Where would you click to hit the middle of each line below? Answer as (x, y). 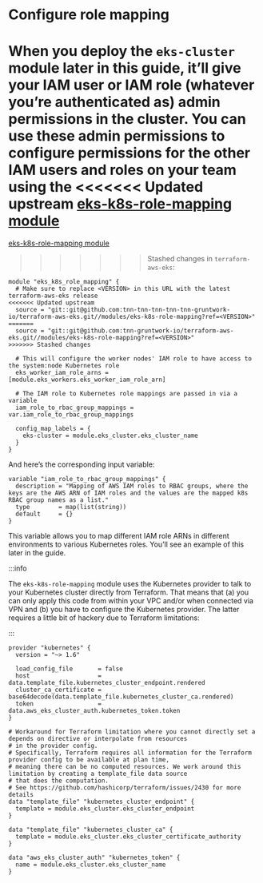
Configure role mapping (89, 15)
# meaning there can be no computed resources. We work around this (125, 767)
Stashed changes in (180, 259)
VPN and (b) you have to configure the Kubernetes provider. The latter (124, 610)
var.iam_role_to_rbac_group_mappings (71, 415)
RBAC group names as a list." (59, 500)
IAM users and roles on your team (123, 170)
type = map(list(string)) (71, 507)
